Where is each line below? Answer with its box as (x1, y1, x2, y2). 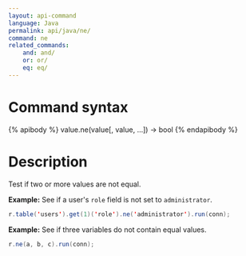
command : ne (8, 34, 48, 42)
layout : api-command (8, 11, 77, 20)
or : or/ (22, 57, 48, 65)
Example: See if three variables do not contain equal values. (8, 225, 207, 234)
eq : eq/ (22, 64, 48, 72)
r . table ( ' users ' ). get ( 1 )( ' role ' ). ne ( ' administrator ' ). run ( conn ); (8, 210, 231, 218)
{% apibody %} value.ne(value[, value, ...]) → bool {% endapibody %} (8, 125, 238, 134)
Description (8, 153, 88, 170)
